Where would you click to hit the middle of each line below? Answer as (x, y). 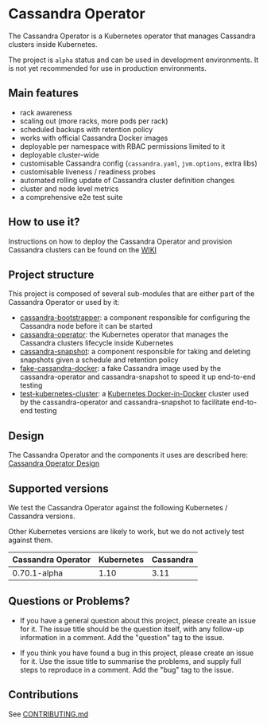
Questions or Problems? (69, 601)
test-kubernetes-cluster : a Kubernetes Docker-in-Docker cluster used (134, 394)
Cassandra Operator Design (54, 463)
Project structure (51, 274)
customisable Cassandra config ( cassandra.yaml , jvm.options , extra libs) (138, 163)
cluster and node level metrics (69, 189)
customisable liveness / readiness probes (88, 171)
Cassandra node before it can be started (86, 326)
